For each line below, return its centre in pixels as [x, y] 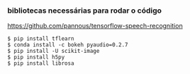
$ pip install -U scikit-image [54, 51]
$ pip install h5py [36, 57]
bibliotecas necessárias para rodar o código [84, 11]
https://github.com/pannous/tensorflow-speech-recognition [95, 26]
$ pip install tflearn [41, 39]
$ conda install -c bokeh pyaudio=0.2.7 [68, 45]
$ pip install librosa [41, 63]
